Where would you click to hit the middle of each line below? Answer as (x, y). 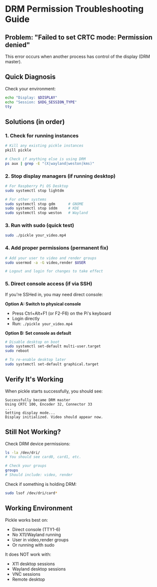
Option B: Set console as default (38, 333)
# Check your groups (26, 466)
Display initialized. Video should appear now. (54, 417)
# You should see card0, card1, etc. (43, 457)
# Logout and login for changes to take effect (54, 271)
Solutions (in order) (35, 122)
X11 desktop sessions (33, 564)
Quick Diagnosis (30, 77)
